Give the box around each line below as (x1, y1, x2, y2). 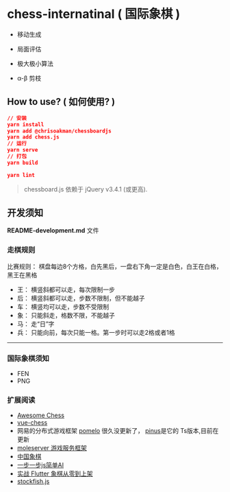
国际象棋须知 (7, 353, 50, 363)
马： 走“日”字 (16, 320, 55, 328)
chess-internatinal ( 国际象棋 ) (7, 6, 181, 22)
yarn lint (7, 172, 36, 178)
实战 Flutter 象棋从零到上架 (16, 469, 94, 478)
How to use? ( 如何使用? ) (7, 96, 116, 108)
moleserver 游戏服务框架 (16, 444, 88, 452)
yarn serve (7, 147, 38, 154)
